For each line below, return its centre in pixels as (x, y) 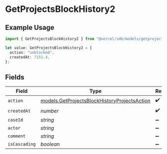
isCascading (22, 144)
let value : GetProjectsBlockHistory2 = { (49, 48)
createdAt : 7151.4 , (30, 57)
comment (17, 136)
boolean (50, 144)
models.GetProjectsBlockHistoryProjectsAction (95, 100)
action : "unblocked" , (32, 52)
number (50, 111)
